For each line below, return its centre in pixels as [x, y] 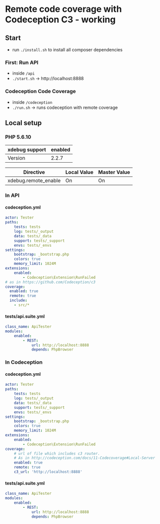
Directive [34, 173]
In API [12, 195]
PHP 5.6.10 [18, 137]
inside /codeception [32, 102]
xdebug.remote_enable [34, 180]
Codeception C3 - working [60, 20]
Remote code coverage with [64, 9]
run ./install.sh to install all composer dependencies [67, 50]
